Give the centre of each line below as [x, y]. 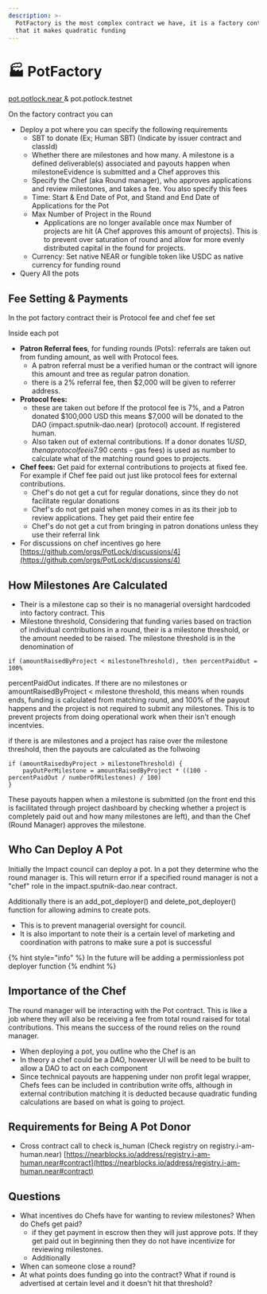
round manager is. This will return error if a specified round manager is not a [133, 878]
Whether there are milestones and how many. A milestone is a [133, 155]
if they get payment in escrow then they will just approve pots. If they [145, 1233]
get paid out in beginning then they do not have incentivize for [133, 1241]
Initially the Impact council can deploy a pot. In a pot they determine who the [133, 869]
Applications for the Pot [70, 206]
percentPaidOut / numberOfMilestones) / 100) [85, 777]
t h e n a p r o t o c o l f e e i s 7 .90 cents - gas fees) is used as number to [133, 450]
